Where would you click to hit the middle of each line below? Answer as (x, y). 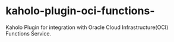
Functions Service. (29, 33)
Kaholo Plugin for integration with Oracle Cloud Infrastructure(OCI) (87, 27)
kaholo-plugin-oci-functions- (80, 11)
